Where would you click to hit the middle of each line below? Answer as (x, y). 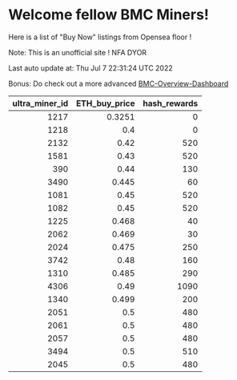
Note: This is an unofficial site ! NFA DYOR (77, 52)
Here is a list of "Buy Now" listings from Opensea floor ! (100, 37)
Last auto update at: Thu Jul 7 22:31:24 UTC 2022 (91, 68)
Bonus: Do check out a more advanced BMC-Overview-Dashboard (118, 83)
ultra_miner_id (40, 103)
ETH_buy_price (105, 103)
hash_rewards (171, 103)
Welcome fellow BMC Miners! (109, 15)
